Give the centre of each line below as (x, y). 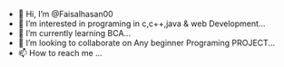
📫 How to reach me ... (60, 53)
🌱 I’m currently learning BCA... (74, 33)
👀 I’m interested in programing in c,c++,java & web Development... (142, 24)
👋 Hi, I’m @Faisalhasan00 (65, 14)
